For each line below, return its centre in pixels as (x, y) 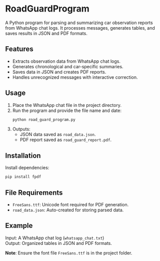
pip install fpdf (23, 177)
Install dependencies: (27, 168)
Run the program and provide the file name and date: (67, 110)
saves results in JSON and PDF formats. (46, 33)
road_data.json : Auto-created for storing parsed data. (68, 210)
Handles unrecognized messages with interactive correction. (75, 77)
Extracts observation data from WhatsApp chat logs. (66, 61)
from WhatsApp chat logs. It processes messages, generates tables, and (80, 28)
